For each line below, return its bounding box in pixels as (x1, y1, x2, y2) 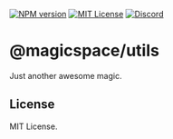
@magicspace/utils (9, 41, 160, 61)
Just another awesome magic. (9, 70, 122, 81)
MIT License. (9, 121, 58, 132)
